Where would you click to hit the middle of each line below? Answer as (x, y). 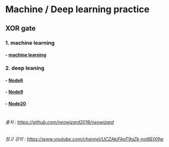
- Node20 (16, 104)
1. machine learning (30, 43)
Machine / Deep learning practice (77, 9)
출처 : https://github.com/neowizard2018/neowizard (59, 122)
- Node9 (14, 92)
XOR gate (20, 28)
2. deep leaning (25, 68)
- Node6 (14, 80)
